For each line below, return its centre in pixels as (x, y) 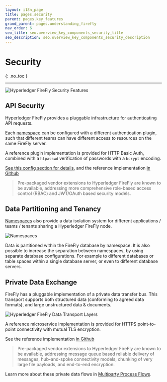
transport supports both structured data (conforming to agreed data (75, 299)
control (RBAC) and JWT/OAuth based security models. (74, 193)
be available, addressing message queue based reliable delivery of (86, 354)
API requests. (19, 123)
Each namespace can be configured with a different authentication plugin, (81, 133)
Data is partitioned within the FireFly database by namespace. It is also (78, 245)
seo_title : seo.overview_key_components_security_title (64, 33)
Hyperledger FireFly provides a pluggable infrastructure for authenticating (81, 118)
